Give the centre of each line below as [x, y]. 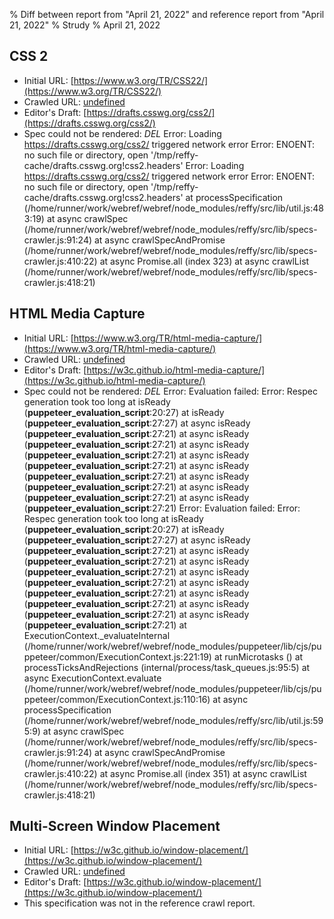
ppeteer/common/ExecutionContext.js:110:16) [117, 699]
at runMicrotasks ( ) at [258, 656]
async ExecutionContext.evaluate [92, 678]
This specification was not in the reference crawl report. [139, 903]
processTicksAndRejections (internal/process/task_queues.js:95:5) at [167, 667]
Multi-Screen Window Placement [115, 826]
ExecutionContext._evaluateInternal [97, 635]
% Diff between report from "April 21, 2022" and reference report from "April [167, 14]
